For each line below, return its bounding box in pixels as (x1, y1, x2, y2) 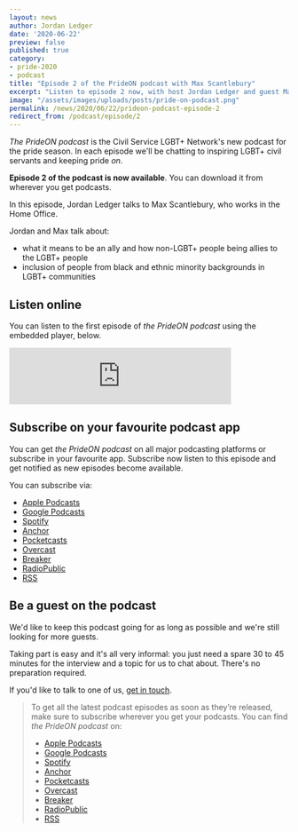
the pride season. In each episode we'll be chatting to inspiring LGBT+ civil (9, 146, 282, 156)
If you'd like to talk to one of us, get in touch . (9, 685, 173, 695)
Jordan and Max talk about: (9, 226, 110, 236)
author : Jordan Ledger (9, 21, 93, 30)
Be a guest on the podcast (9, 598, 157, 614)
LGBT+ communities (21, 272, 96, 282)
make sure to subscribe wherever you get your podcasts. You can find (30, 711, 288, 722)
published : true (9, 46, 69, 55)
